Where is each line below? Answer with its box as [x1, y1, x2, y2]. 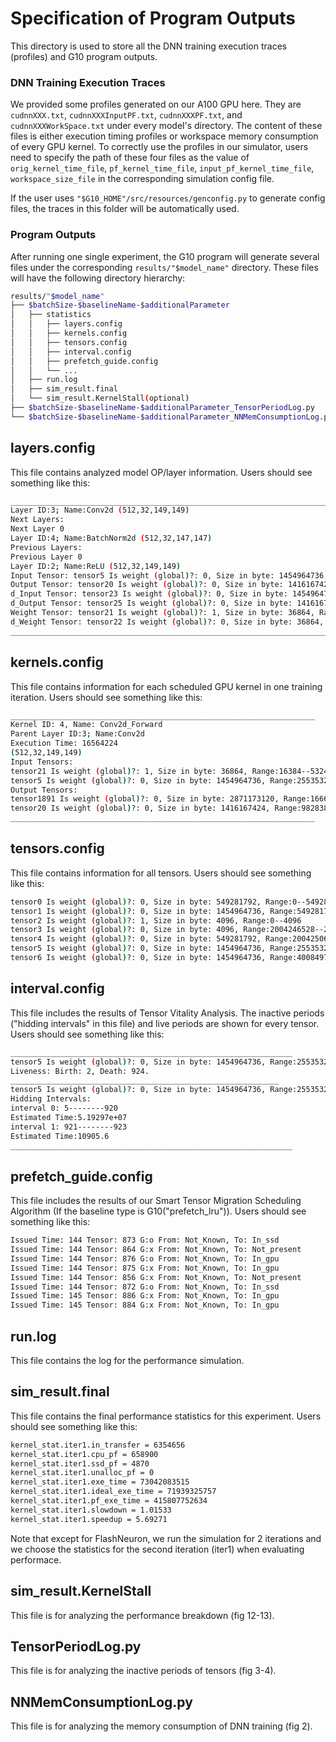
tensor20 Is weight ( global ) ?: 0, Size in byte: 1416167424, [10, 803, 271, 814]
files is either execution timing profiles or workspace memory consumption [10, 130, 319, 142]
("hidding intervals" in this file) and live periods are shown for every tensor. [10, 1017, 320, 1029]
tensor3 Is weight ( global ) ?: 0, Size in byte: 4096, [10, 925, 240, 935]
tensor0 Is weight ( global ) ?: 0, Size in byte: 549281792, [10, 897, 262, 907]
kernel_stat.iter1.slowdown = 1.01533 [10, 1505, 172, 1515]
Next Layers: [10, 515, 65, 525]
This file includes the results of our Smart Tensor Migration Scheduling [10, 1195, 302, 1207]
